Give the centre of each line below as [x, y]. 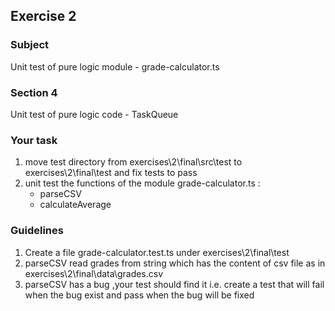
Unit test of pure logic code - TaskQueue [94, 114]
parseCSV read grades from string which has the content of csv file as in [175, 263]
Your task [34, 140]
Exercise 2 [43, 16]
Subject [30, 45]
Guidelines [37, 231]
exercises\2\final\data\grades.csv [94, 273]
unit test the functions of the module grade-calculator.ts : [142, 183]
